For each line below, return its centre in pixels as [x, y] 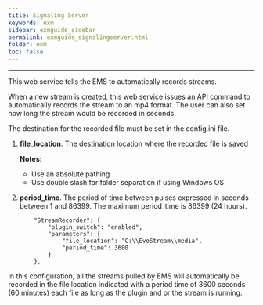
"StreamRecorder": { [67, 220]
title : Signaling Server [49, 15]
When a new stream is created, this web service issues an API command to [129, 96]
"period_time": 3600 [95, 248]
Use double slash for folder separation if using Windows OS [128, 182]
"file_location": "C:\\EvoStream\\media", [132, 241]
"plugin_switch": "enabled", [95, 227]
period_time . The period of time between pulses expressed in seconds [134, 198]
